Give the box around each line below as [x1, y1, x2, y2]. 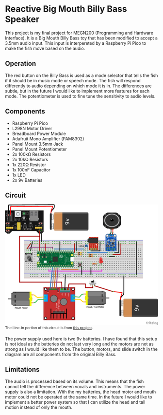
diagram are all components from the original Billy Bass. [5, 351, 116, 357]
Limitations [5, 365, 40, 374]
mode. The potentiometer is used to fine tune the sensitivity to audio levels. [5, 93, 156, 99]
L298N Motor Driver [12, 125, 52, 131]
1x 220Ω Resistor [12, 162, 46, 168]
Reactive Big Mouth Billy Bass [5, 3, 127, 15]
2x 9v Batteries [12, 177, 43, 183]
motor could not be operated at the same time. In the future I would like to [5, 394, 152, 400]
